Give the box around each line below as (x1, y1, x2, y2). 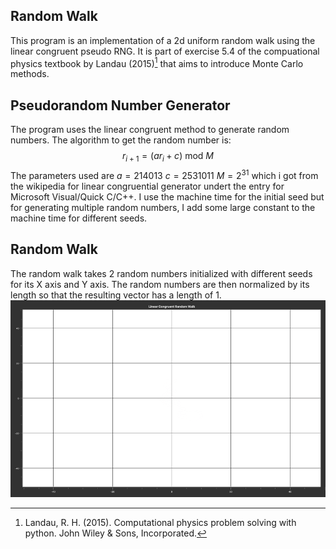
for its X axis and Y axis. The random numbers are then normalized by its (10, 278, 310, 290)
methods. (10, 68, 50, 80)
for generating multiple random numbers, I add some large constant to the (10, 201, 316, 213)
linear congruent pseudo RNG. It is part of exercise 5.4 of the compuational (10, 45, 320, 57)
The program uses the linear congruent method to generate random (10, 124, 290, 136)
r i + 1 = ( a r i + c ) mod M (121, 150, 214, 164)
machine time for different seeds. (10, 212, 148, 224)
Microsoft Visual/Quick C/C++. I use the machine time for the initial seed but (10, 190, 325, 203)
